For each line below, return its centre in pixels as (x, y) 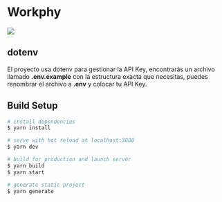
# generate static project (46, 185)
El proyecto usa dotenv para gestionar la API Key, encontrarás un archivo (111, 69)
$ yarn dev (23, 147)
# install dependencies (41, 122)
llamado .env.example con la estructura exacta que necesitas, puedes (108, 76)
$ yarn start (26, 172)
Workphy (34, 12)
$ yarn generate (30, 191)
